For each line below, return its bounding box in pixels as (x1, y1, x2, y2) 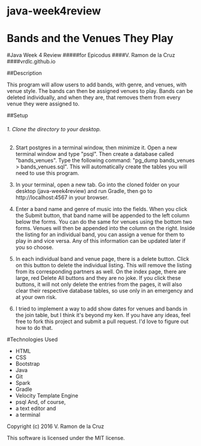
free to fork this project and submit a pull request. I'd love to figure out (15, 318, 189, 325)
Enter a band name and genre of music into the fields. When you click (15, 206, 188, 213)
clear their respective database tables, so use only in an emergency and (15, 287, 194, 294)
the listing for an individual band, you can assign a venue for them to (15, 231, 185, 238)
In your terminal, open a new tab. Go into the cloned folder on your (15, 181, 180, 188)
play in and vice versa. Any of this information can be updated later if (15, 237, 186, 245)
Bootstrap (15, 360, 40, 367)
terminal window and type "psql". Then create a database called (15, 150, 174, 158)
